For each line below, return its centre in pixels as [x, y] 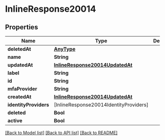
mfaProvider [23, 89]
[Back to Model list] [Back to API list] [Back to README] [61, 133]
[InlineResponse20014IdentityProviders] [101, 105]
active [15, 121]
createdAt [20, 97]
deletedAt [19, 49]
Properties [22, 27]
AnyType [65, 49]
